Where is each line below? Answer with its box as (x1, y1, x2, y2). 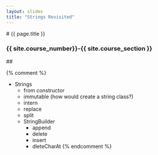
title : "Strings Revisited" (6, 14, 75, 20)
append (32, 124, 51, 131)
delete (32, 130, 48, 137)
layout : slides (6, 8, 43, 15)
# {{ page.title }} (6, 30, 46, 37)
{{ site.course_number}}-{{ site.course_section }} (6, 44, 153, 53)
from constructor (23, 87, 65, 94)
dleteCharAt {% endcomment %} (32, 143, 112, 150)
